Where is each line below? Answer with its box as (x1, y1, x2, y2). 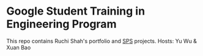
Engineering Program (6, 17, 117, 31)
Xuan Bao (6, 44, 31, 51)
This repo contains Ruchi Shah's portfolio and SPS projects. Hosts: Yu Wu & (6, 37, 197, 44)
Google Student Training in (6, 4, 146, 18)
